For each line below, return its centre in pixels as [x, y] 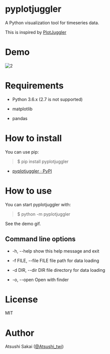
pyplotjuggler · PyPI [32, 171]
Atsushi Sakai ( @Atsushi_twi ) [34, 347]
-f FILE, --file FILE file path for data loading [56, 260]
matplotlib [22, 109]
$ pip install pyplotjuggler [43, 161]
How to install [34, 138]
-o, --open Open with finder [40, 280]
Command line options [41, 239]
